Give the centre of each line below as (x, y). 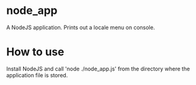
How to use (35, 52)
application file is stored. (37, 75)
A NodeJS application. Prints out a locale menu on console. (81, 27)
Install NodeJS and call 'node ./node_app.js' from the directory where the (98, 69)
